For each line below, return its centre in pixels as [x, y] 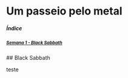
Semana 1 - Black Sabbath [35, 43]
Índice [14, 28]
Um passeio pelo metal [64, 11]
